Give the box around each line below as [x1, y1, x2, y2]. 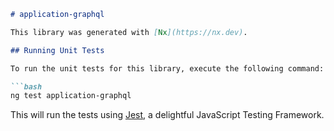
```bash [10, 81, 43, 92]
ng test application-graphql [10, 91, 132, 101]
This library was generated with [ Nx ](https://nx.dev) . [10, 27, 248, 37]
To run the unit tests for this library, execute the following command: [10, 63, 325, 74]
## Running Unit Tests [10, 45, 105, 55]
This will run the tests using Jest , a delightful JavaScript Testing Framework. [10, 109, 325, 121]
